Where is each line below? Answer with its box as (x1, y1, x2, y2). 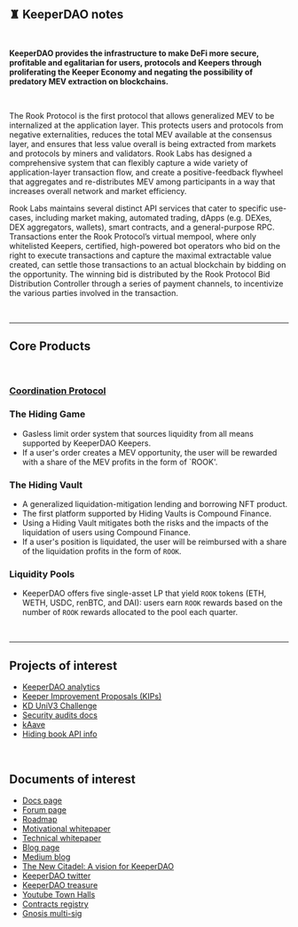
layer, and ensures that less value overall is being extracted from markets (9, 138, 277, 149)
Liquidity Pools (9, 568, 75, 580)
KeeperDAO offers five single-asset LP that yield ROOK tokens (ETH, (21, 588, 267, 599)
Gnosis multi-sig (21, 908, 82, 919)
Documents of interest (9, 771, 136, 787)
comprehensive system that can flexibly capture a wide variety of (9, 157, 248, 167)
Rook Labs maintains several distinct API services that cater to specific (9, 203, 268, 214)
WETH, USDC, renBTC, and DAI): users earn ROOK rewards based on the (21, 597, 283, 608)
